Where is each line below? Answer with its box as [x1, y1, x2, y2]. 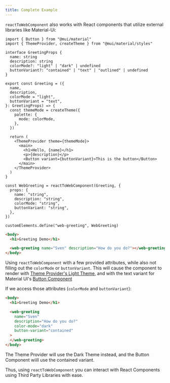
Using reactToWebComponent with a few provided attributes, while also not [5, 260, 157, 266]
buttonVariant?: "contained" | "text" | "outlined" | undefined [10, 67, 148, 73]
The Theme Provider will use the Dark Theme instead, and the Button [5, 351, 149, 358]
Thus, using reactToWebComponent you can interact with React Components [5, 366, 160, 373]
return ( [10, 134, 28, 140]
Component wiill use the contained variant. [5, 357, 95, 363]
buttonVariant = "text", [10, 98, 62, 104]
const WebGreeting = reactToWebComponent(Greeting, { [5, 183, 121, 188]
